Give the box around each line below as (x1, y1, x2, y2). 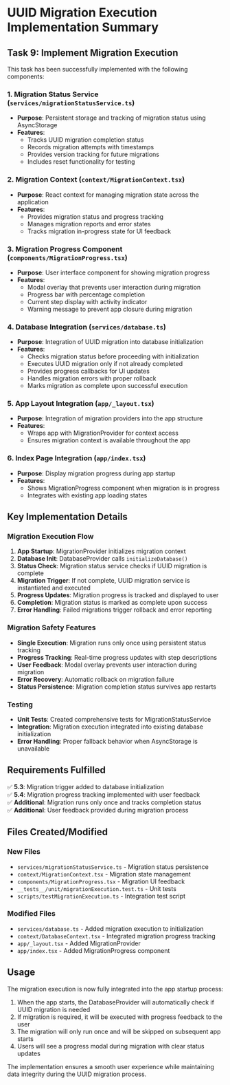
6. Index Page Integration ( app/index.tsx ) (7, 453, 146, 463)
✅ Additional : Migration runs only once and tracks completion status (7, 798, 202, 806)
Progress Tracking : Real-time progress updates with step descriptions (16, 653, 218, 661)
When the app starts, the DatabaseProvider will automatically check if (16, 998, 215, 1006)
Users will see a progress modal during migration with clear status (16, 1042, 205, 1050)
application (16, 197, 49, 206)
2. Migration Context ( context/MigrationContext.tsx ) (7, 175, 185, 184)
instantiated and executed (16, 583, 91, 592)
